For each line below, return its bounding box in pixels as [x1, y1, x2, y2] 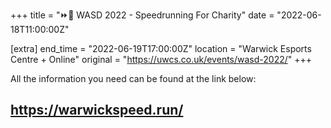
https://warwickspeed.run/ [10, 102, 184, 119]
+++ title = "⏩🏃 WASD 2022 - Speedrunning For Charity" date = [10, 9, 275, 21]
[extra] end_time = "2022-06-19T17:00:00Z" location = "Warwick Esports [10, 43, 312, 54]
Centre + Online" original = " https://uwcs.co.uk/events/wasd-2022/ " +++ [10, 54, 313, 65]
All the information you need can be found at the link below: [10, 73, 257, 84]
